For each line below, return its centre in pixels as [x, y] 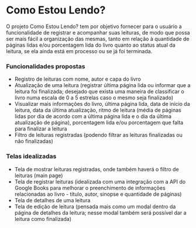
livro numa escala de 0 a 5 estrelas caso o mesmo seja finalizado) [94, 98]
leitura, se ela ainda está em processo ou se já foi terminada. [79, 51]
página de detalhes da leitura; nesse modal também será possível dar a [100, 213]
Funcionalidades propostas [46, 66]
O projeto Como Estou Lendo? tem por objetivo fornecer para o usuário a [94, 26]
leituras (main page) [39, 175]
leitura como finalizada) [43, 219]
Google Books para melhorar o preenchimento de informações [90, 188]
